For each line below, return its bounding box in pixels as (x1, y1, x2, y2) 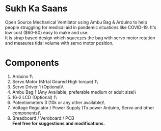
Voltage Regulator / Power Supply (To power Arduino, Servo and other (12, 105, 155, 110)
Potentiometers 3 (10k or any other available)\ (12, 99, 105, 105)
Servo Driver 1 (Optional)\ (12, 84, 64, 90)
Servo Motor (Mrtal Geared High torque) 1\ (12, 79, 98, 84)
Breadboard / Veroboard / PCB (12, 115, 75, 121)
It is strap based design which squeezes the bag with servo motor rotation (5, 35, 156, 41)
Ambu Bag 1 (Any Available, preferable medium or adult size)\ (12, 89, 136, 95)
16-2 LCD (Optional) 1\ (12, 94, 57, 100)
